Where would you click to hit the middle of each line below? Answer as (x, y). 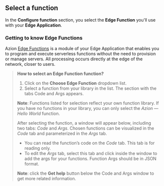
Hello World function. (38, 114)
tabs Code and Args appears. (54, 94)
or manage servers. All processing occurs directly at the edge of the (74, 59)
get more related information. (47, 179)
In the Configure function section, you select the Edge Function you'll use (80, 20)
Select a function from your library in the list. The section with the (90, 88)
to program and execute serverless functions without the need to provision (80, 54)
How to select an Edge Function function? (60, 74)
